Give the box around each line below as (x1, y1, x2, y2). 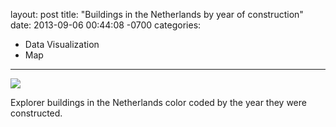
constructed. (10, 107, 63, 119)
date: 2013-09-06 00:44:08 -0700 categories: (10, 19, 202, 31)
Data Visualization (24, 39, 100, 50)
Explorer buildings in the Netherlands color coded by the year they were (10, 97, 307, 108)
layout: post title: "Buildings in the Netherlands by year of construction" (10, 9, 304, 20)
